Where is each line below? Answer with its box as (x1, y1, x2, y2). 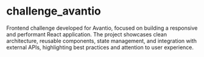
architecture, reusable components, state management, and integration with (6, 37, 197, 44)
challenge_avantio (6, 4, 102, 18)
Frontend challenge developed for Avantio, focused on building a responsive (6, 24, 198, 32)
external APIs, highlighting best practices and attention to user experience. (6, 44, 194, 51)
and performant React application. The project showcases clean (6, 30, 167, 38)
